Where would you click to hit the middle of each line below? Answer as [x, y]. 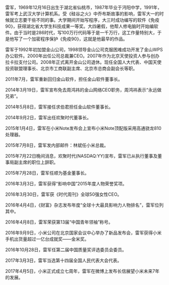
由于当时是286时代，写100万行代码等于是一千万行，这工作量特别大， [86, 32]
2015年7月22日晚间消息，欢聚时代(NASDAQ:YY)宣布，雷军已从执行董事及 [81, 156]
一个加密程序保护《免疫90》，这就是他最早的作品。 [75, 39]
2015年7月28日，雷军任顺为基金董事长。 [47, 173]
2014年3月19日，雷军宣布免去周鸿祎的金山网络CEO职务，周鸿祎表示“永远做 [83, 90]
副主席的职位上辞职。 [36, 162]
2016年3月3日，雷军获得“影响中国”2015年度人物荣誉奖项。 [66, 184]
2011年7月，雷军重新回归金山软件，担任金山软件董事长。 [64, 79]
